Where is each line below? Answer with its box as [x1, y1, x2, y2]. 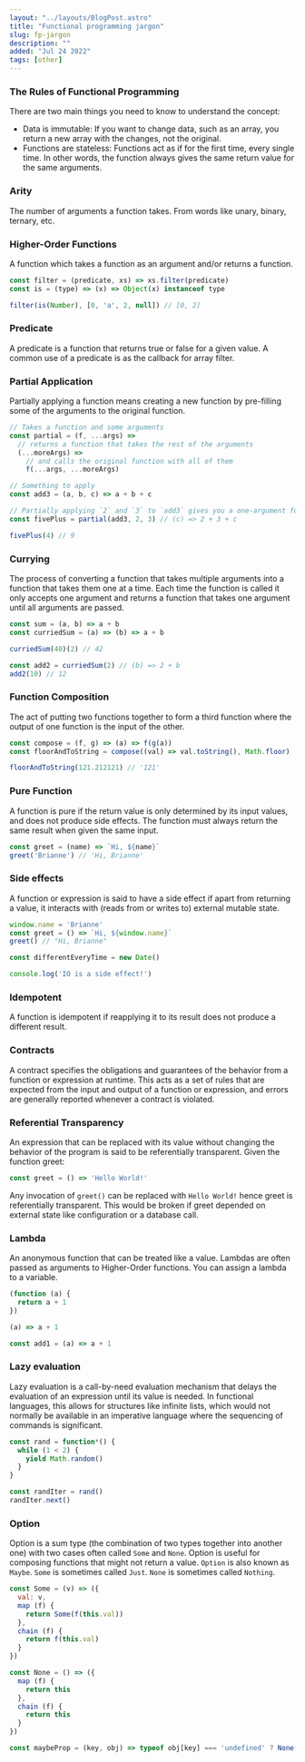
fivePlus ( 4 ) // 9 [9, 531, 75, 540]
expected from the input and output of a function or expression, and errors [9, 1083, 289, 1094]
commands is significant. [9, 1419, 103, 1430]
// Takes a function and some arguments [9, 423, 165, 432]
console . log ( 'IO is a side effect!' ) [9, 970, 152, 979]
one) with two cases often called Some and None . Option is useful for [9, 1548, 261, 1559]
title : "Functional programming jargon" [9, 22, 165, 31]
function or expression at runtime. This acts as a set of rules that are [9, 1074, 265, 1085]
